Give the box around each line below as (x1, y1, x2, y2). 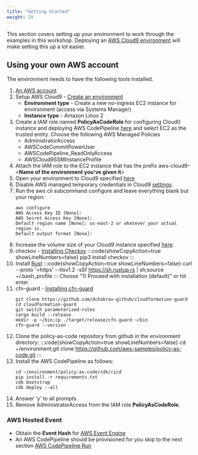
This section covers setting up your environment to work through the (7, 30, 174, 37)
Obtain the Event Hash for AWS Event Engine (15, 429, 126, 437)
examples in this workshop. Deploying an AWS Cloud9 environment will (7, 37, 181, 44)
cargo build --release (15, 312, 72, 318)
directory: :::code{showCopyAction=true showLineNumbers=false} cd (15, 339, 186, 346)
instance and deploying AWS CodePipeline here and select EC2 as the (15, 125, 187, 132)
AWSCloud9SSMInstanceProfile (24, 156, 102, 163)
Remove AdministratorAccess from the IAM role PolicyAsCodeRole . (15, 401, 180, 408)
